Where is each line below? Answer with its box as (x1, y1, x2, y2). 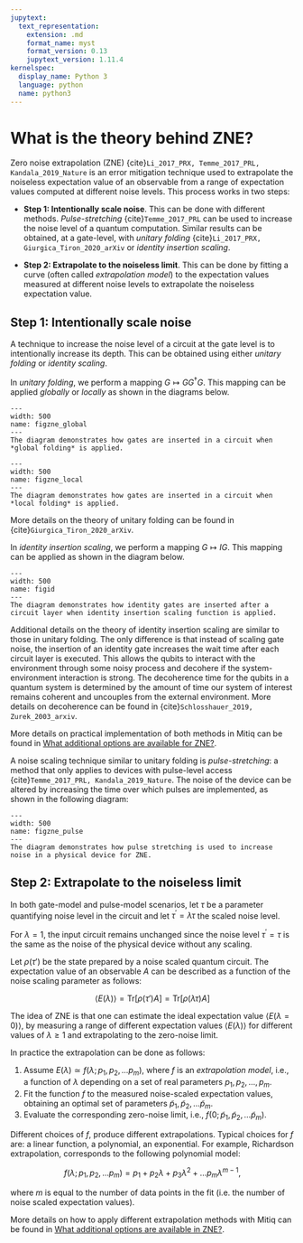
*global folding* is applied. (10, 444, 124, 453)
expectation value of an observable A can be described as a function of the (10, 966, 291, 977)
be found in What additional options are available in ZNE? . (10, 1223, 225, 1234)
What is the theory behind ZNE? (10, 127, 254, 148)
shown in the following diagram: (10, 793, 129, 804)
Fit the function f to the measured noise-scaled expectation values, (23, 1088, 273, 1098)
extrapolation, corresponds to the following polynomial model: (10, 1148, 241, 1159)
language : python (18, 80, 84, 89)
